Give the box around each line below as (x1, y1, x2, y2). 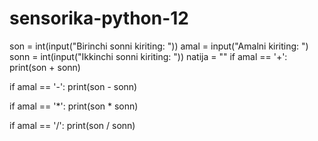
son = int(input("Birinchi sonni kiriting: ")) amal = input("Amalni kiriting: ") (9, 40, 309, 52)
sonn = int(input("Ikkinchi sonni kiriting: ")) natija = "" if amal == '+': (9, 50, 288, 62)
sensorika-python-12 (9, 7, 189, 30)
